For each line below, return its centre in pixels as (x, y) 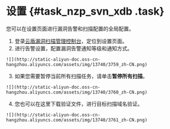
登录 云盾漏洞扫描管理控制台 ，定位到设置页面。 (71, 41)
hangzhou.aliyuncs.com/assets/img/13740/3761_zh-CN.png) (77, 120)
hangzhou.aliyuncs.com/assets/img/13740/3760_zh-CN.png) (77, 92)
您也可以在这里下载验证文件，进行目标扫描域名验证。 (79, 104)
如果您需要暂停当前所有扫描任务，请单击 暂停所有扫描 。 (81, 76)
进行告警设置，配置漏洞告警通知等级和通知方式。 (73, 48)
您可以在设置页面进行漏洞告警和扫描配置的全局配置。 (70, 29)
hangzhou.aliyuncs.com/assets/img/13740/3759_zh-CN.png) (77, 64)
